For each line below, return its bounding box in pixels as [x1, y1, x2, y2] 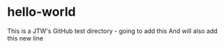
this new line [7, 34, 44, 42]
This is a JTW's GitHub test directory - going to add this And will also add [7, 27, 218, 35]
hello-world [7, 4, 77, 20]
